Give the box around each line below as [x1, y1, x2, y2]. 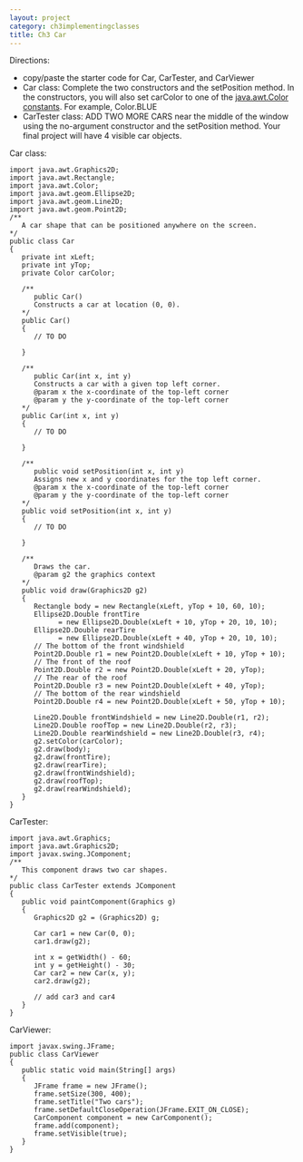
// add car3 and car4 [33, 992, 116, 1002]
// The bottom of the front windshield [33, 641, 184, 651]
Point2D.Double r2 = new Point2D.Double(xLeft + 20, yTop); [33, 666, 266, 675]
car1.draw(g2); [33, 937, 92, 946]
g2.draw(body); [33, 745, 92, 754]
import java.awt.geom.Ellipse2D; [9, 190, 136, 199]
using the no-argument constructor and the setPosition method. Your [22, 121, 281, 132]
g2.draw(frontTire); [33, 753, 112, 762]
